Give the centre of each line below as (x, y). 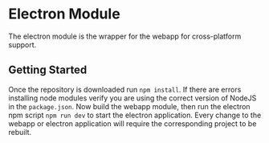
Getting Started (48, 70)
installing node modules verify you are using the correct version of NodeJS (132, 98)
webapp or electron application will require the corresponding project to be (132, 123)
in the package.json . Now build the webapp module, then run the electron (129, 106)
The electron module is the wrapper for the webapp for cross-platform (125, 36)
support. (22, 44)
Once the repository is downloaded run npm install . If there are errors (125, 89)
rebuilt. (20, 132)
